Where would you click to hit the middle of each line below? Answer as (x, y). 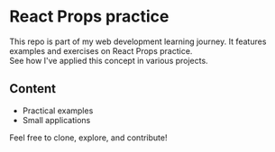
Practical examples (58, 111)
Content (33, 89)
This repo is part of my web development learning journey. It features (138, 41)
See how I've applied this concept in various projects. (109, 60)
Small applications (56, 120)
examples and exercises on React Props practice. (101, 50)
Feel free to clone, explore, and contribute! (88, 138)
